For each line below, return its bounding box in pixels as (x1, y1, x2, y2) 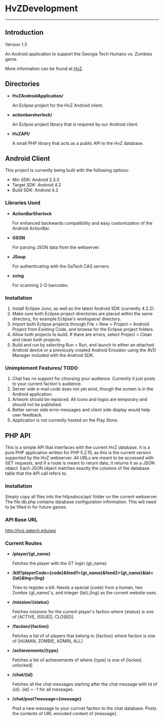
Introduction (5, 28, 44, 37)
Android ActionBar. (12, 225, 50, 231)
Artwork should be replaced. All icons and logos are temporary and (12, 396, 147, 402)
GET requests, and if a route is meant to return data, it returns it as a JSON (5, 460, 155, 466)
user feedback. (12, 412, 43, 418)
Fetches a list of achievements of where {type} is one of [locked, (12, 657, 143, 663)
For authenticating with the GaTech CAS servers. (12, 263, 110, 269)
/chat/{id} (12, 672, 33, 677)
